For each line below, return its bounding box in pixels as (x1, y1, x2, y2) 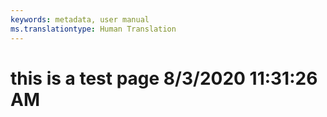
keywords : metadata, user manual (10, 14, 150, 25)
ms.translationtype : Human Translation (10, 24, 177, 34)
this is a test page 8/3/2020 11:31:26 (10, 67, 318, 90)
